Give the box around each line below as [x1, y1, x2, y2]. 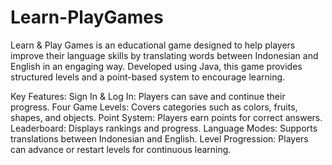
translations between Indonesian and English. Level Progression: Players [10, 132, 309, 145]
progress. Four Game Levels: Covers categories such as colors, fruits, [10, 101, 298, 113]
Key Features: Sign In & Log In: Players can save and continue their [10, 90, 286, 102]
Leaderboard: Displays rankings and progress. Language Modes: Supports [10, 122, 318, 134]
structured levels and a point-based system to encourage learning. [10, 71, 286, 83]
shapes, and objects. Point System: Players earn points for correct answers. [10, 111, 323, 123]
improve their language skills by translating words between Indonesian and [10, 49, 319, 61]
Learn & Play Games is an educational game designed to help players [10, 39, 296, 51]
